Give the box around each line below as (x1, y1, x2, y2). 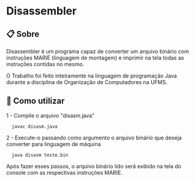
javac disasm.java (11, 123, 58, 130)
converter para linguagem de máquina (6, 140, 101, 148)
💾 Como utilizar (6, 96, 65, 106)
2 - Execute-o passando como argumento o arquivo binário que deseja (6, 134, 182, 141)
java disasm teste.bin (11, 152, 69, 158)
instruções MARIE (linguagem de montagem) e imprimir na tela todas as (6, 54, 185, 61)
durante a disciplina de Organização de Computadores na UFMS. (6, 79, 168, 85)
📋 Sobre (6, 29, 40, 39)
